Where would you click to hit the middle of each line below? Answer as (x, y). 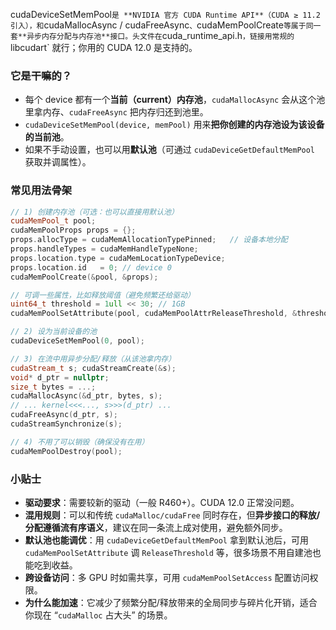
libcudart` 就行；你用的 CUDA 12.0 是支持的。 (104, 47)
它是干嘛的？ (41, 76)
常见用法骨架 (41, 191)
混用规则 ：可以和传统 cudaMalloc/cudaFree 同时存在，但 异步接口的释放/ (172, 515)
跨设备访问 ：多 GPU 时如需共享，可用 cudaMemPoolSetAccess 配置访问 (167, 578)
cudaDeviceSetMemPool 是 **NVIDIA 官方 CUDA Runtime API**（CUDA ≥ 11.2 (165, 14)
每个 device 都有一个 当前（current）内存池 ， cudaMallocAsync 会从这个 (170, 100)
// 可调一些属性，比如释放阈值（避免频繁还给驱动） (102, 295)
